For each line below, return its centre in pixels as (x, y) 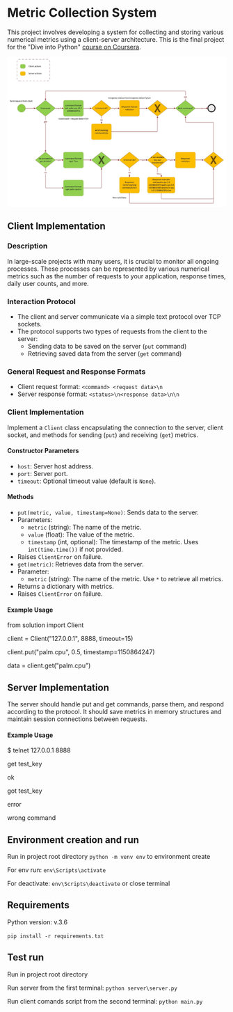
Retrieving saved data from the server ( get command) (105, 354)
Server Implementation (58, 687)
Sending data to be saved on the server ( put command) (107, 346)
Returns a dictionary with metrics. (66, 586)
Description (27, 246)
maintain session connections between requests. (78, 719)
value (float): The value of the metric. (81, 535)
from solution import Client (46, 625)
